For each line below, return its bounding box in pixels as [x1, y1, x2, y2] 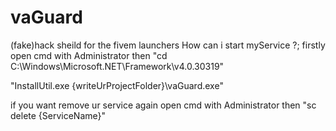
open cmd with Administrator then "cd [10, 49, 168, 61]
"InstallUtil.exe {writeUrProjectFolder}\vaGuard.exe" [10, 79, 224, 91]
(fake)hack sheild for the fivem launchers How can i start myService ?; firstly [10, 39, 326, 51]
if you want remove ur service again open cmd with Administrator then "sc [10, 99, 317, 111]
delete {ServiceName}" [10, 109, 107, 121]
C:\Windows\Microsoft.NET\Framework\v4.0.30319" [10, 60, 225, 72]
